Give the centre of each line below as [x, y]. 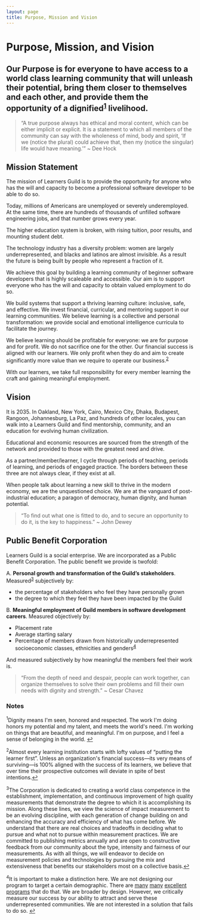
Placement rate [33, 628]
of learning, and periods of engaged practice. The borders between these [97, 467]
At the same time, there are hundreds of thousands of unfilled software [93, 212]
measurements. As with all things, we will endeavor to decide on [85, 853]
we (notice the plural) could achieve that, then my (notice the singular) [107, 142]
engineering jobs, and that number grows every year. [71, 219]
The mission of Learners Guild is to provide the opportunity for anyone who [99, 182]
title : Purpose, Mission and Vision [52, 17]
